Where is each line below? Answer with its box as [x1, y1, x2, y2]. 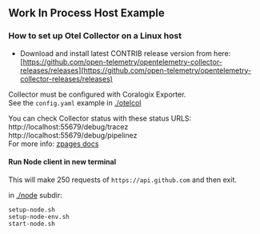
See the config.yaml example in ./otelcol [8, 97, 142, 107]
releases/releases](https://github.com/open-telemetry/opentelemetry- [19, 65, 252, 75]
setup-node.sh [8, 205, 56, 214]
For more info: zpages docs [8, 139, 99, 149]
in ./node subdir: [8, 190, 62, 200]
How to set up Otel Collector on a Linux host [8, 30, 182, 42]
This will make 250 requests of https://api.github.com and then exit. [8, 175, 238, 184]
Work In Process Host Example [8, 6, 166, 20]
